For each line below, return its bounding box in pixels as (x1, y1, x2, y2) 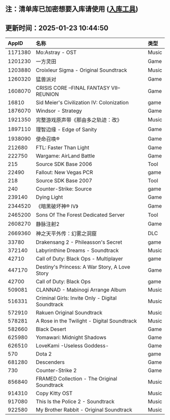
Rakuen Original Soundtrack (35, 309, 103, 316)
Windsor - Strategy (35, 107, 82, 114)
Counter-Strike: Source (35, 185, 92, 192)
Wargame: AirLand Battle (35, 152, 95, 159)
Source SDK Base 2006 (35, 160, 93, 168)
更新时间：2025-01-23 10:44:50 (5, 23, 109, 32)
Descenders (35, 359, 65, 366)
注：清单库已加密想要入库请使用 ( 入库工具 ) (5, 5, 138, 14)
